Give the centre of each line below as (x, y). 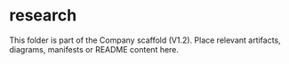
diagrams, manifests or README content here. (94, 49)
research (43, 16)
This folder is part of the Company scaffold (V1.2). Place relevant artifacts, (145, 40)
